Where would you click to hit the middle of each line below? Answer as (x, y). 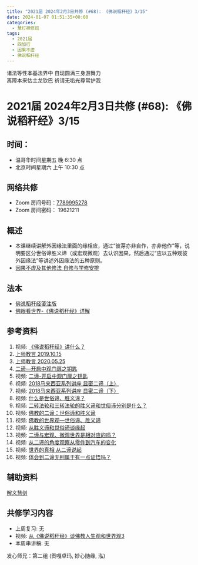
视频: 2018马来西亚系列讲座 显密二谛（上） (67, 383)
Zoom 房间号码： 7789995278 (51, 203)
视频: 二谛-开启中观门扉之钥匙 (51, 376)
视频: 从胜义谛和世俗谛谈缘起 (50, 427)
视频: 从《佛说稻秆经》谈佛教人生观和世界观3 (70, 536)
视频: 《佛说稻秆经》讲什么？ (50, 346)
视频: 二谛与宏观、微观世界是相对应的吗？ (66, 435)
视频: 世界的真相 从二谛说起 (48, 450)
